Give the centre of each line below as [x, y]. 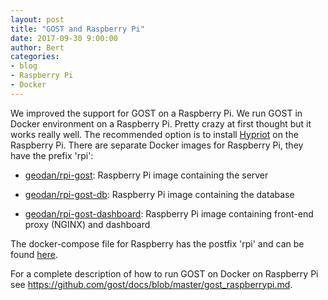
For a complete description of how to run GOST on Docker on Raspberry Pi [164, 273]
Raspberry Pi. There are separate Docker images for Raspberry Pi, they [157, 145]
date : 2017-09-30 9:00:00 [64, 38]
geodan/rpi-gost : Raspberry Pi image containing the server [146, 175]
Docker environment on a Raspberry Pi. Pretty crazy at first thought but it [161, 123]
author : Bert [37, 47]
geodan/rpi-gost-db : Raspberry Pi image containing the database [159, 194]
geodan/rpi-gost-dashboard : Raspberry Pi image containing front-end [169, 213]
